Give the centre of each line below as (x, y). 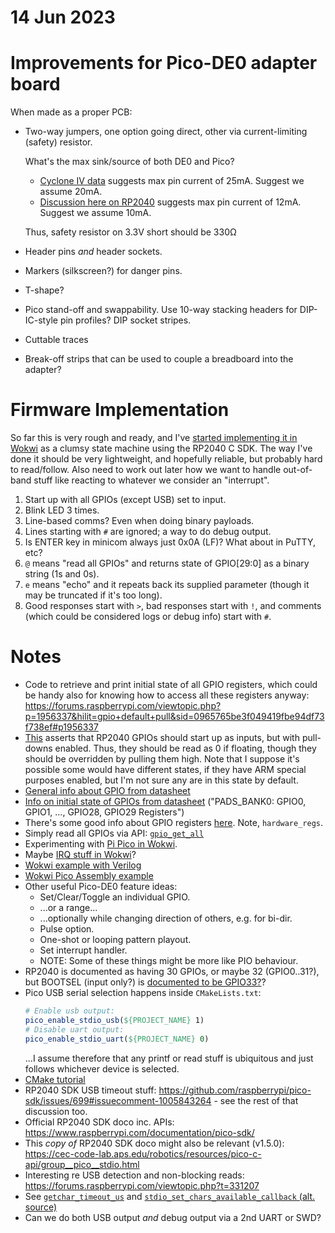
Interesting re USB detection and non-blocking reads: (134, 1175)
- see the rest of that (256, 1100)
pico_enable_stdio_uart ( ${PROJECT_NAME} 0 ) (117, 1039)
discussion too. (56, 1111)
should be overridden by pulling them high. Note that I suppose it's (162, 759)
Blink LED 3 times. (62, 510)
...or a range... (68, 907)
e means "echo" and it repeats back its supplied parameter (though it (167, 585)
